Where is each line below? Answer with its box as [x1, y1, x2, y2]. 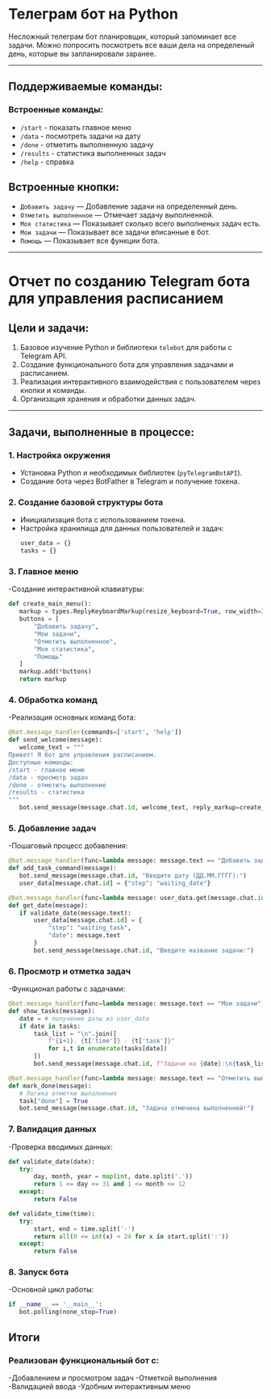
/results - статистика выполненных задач [19, 148, 167, 158]
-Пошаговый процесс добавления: [8, 841, 128, 851]
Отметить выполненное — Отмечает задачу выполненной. [19, 210, 215, 220]
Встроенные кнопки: [8, 180, 119, 194]
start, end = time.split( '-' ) [33, 1224, 135, 1233]
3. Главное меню [8, 566, 79, 577]
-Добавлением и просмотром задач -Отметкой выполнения [8, 1372, 218, 1383]
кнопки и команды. [19, 386, 86, 395]
